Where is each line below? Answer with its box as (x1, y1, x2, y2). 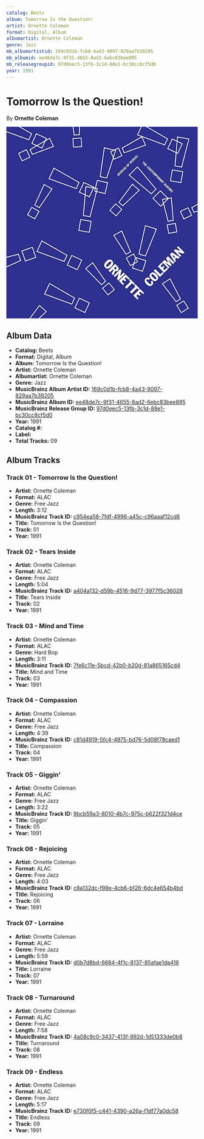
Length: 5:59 (15, 952, 49, 959)
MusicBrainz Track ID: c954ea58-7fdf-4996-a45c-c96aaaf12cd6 (15, 513, 180, 520)
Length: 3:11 (15, 655, 47, 662)
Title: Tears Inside (15, 594, 61, 601)
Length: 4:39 (15, 729, 49, 737)
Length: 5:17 (15, 1101, 47, 1108)
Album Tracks (6, 455, 61, 465)
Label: (15, 431, 32, 438)
